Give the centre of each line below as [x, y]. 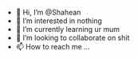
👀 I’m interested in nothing [59, 21]
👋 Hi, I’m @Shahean [48, 12]
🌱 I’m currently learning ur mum [68, 29]
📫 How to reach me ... [53, 47]
